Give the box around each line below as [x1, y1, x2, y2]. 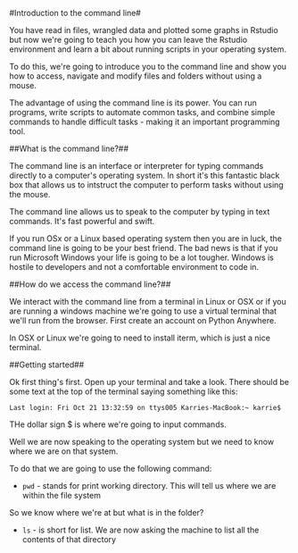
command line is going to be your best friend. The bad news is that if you [9, 243, 278, 253]
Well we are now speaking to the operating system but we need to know [9, 437, 275, 447]
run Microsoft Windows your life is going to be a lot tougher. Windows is [9, 252, 274, 263]
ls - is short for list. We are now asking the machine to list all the [21, 524, 260, 535]
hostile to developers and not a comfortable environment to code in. [9, 262, 260, 272]
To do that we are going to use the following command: [9, 464, 212, 473]
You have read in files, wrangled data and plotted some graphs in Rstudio [9, 25, 278, 35]
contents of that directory [21, 534, 117, 544]
